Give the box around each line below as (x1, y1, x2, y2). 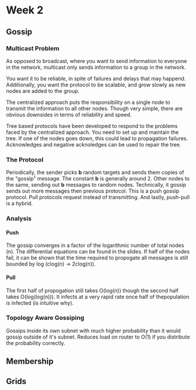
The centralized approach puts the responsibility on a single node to (6, 99, 171, 106)
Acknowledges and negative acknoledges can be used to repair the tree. (6, 141, 181, 148)
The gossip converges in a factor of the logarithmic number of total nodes (6, 242, 184, 249)
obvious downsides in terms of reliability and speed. (6, 111, 132, 118)
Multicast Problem (6, 44, 60, 53)
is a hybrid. (6, 200, 33, 207)
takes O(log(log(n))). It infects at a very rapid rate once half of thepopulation (6, 293, 190, 300)
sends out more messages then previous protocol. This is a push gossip (6, 187, 180, 194)
